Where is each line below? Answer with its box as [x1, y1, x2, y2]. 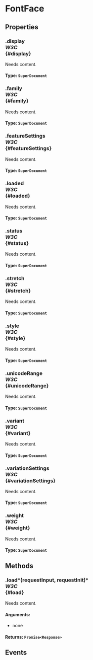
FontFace [5, 3, 45, 14]
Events [5, 649, 27, 657]
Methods [5, 562, 34, 570]
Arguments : [5, 611, 31, 617]
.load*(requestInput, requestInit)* [5, 577, 89, 584]
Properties [5, 23, 39, 31]
